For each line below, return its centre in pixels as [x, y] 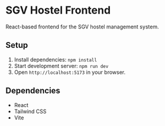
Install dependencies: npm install [55, 59]
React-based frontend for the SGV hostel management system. [82, 27]
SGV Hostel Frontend [58, 10]
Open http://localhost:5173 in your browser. [69, 72]
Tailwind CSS [30, 111]
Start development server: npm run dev [61, 66]
